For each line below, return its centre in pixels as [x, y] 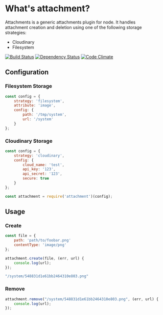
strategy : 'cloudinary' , [39, 156]
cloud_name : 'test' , [44, 165]
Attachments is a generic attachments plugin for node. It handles [70, 22]
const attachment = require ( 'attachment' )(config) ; [59, 196]
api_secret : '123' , [43, 174]
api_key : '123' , [39, 169]
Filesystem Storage [29, 86]
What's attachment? [47, 9]
